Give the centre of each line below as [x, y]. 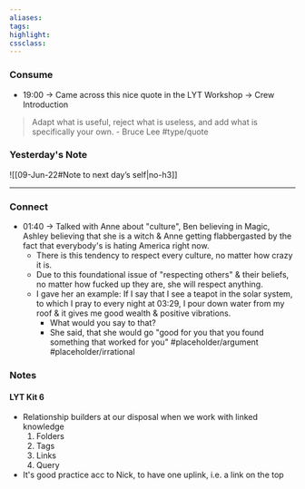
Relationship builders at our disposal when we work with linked [140, 417]
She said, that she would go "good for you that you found [157, 333]
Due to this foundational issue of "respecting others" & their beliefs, [162, 275]
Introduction [45, 104]
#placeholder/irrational [92, 352]
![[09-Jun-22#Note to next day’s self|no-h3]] [93, 174]
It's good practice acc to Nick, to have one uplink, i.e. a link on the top [153, 475]
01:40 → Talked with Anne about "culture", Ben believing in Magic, [146, 227]
